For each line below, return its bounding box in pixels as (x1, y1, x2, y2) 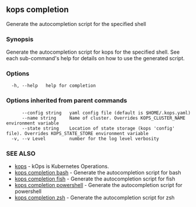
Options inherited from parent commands (6, 97, 128, 105)
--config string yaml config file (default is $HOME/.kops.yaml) (21, 110, 191, 116)
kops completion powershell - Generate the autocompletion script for (14, 182, 182, 188)
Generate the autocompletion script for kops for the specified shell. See (6, 48, 180, 55)
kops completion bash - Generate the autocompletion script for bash (14, 169, 181, 176)
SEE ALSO (6, 149, 36, 157)
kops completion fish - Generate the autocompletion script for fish (14, 175, 175, 182)
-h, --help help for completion (11, 83, 96, 89)
